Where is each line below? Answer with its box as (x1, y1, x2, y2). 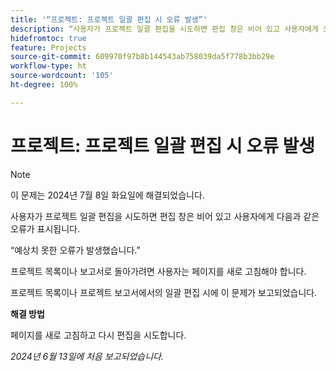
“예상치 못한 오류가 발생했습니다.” (10, 244, 141, 256)
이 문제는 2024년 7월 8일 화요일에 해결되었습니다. (10, 189, 205, 201)
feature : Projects (10, 42, 87, 53)
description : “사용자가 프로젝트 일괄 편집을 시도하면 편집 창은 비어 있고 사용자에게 (10, 24, 319, 34)
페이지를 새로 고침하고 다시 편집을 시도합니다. (10, 329, 187, 341)
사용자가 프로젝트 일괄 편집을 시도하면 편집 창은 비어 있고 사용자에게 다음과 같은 (10, 210, 320, 222)
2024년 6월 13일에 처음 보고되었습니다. (10, 350, 164, 362)
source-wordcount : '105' (10, 71, 114, 81)
